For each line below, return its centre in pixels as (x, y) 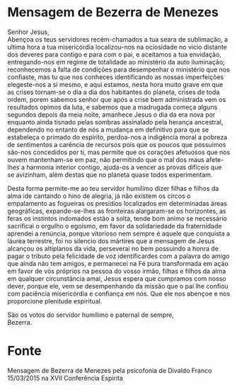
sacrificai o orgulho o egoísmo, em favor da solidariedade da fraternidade (115, 226)
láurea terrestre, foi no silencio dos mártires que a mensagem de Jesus (111, 240)
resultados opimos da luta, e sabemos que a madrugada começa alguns (112, 107)
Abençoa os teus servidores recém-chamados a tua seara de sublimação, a (118, 39)
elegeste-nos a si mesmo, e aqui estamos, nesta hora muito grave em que (115, 84)
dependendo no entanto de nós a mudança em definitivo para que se (108, 129)
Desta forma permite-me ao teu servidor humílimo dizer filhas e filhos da (113, 188)
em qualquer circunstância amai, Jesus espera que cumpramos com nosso (117, 278)
